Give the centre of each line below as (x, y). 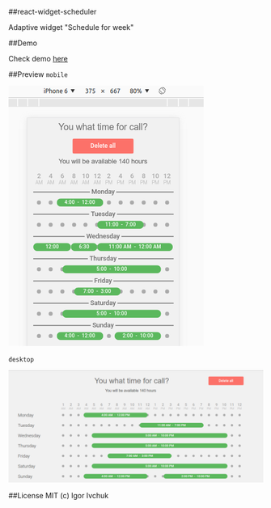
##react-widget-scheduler (53, 12)
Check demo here (38, 59)
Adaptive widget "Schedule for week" (71, 27)
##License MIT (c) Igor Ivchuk (59, 496)
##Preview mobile (38, 74)
